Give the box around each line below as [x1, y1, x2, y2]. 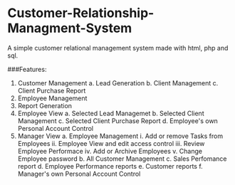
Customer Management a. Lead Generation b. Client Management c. [17, 78, 219, 87]
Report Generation [17, 101, 73, 110]
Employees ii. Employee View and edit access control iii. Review [17, 139, 205, 147]
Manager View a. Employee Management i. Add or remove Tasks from [17, 132, 223, 140]
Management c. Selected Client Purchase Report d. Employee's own [17, 116, 219, 125]
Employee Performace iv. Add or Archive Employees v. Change [17, 147, 203, 155]
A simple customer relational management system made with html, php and [7, 43, 229, 52]
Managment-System [7, 20, 132, 36]
